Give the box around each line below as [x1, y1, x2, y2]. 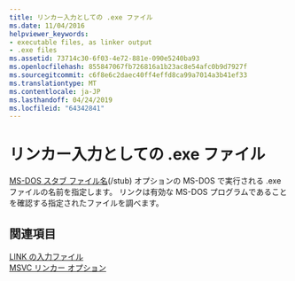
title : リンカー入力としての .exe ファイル [9, 12, 153, 22]
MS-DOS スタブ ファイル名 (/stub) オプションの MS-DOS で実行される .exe [9, 176, 282, 186]
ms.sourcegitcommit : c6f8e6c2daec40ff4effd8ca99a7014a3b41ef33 [9, 71, 248, 80]
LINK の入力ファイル [9, 252, 84, 261]
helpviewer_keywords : [9, 29, 89, 38]
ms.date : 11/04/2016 [9, 21, 86, 30]
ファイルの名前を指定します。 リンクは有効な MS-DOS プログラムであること [9, 187, 288, 198]
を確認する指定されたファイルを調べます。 [9, 198, 164, 208]
